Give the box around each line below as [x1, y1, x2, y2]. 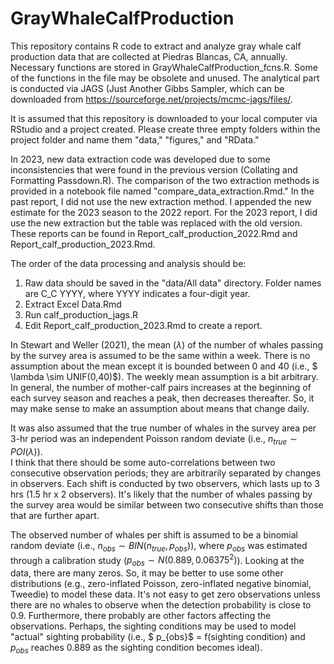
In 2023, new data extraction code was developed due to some [10, 153, 271, 165]
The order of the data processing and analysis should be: [10, 257, 247, 269]
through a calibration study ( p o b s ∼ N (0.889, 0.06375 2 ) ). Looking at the [10, 552, 305, 568]
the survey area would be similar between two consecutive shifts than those [10, 498, 324, 511]
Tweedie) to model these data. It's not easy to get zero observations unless [10, 588, 321, 600]
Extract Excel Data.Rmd [24, 298, 122, 310]
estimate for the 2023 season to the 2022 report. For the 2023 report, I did [10, 206, 318, 218]
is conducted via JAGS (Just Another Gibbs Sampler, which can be [10, 82, 285, 94]
